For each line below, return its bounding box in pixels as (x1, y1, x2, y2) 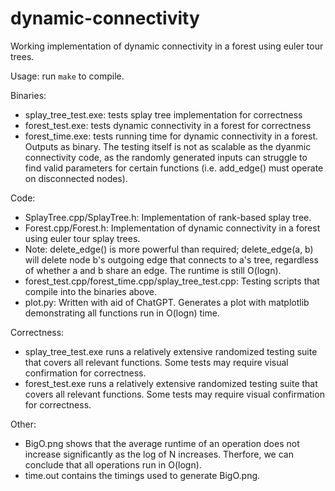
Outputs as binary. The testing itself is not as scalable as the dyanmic (24, 140, 312, 152)
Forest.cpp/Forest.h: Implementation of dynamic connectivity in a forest (24, 222, 321, 234)
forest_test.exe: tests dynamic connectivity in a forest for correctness (24, 119, 312, 131)
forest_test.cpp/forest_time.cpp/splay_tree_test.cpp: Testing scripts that (24, 275, 320, 287)
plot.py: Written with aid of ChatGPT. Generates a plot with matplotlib (24, 296, 310, 308)
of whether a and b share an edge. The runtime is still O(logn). (24, 264, 282, 276)
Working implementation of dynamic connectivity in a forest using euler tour (10, 40, 324, 52)
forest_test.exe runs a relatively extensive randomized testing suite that (24, 377, 318, 389)
